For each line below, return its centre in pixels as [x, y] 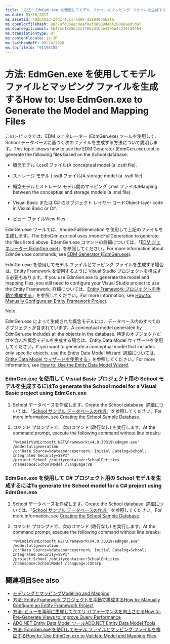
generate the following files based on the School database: [67, 154]
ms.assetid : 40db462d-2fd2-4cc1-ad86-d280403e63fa [60, 19]
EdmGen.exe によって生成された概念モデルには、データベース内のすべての [83, 321]
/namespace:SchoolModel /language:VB [52, 464]
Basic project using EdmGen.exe [46, 393]
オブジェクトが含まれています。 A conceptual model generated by [74, 328]
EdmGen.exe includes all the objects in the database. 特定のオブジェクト [81, 334]
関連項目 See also [32, 580]
